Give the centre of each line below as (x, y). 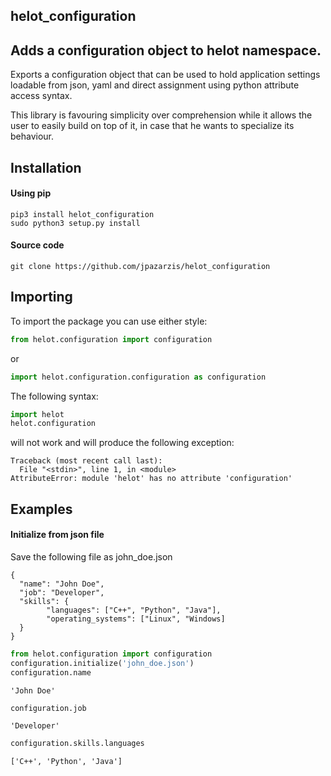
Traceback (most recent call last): (86, 461)
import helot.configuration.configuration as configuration (138, 377)
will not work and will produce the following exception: (122, 443)
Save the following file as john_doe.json (91, 556)
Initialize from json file (57, 535)
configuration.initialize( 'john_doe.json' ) (102, 663)
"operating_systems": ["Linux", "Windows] (136, 619)
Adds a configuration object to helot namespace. (166, 50)
